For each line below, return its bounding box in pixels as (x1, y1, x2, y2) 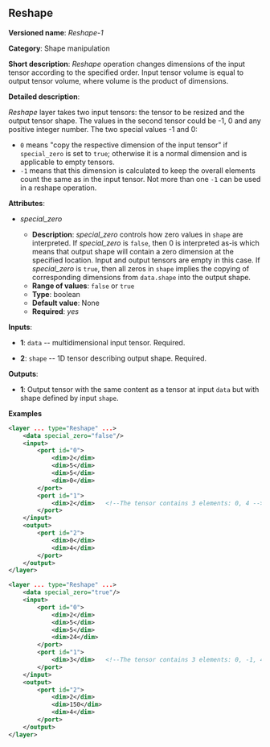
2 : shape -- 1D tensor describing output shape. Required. (19, 353, 207, 363)
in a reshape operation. (19, 183, 97, 192)
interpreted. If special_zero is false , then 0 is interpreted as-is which (31, 237, 260, 248)
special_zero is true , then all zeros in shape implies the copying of (31, 263, 250, 273)
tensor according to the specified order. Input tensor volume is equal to (8, 68, 243, 77)
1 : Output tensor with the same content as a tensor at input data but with (19, 384, 260, 394)
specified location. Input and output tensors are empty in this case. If (31, 255, 260, 265)
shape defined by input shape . (19, 393, 119, 402)
